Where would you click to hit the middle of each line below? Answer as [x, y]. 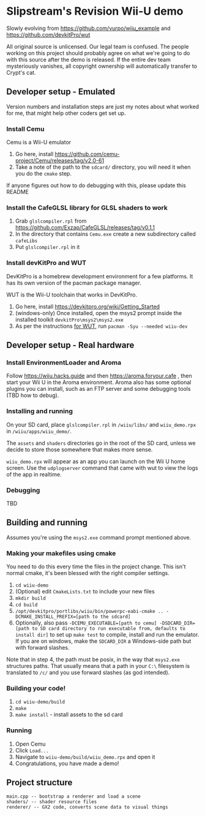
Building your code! [36, 688]
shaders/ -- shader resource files [52, 802]
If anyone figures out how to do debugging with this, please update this [96, 185]
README [18, 192]
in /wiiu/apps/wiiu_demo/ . [39, 431]
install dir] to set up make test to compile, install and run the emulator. [107, 635]
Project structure [39, 783]
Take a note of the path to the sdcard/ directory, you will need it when [103, 167]
